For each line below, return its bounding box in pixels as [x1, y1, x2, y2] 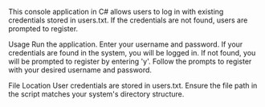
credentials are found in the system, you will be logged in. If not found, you [8, 48, 256, 57]
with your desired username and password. [8, 65, 153, 75]
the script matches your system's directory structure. [8, 89, 185, 99]
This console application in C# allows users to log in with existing [8, 7, 224, 16]
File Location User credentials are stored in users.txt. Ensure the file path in [8, 80, 258, 90]
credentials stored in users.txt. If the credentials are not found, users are [8, 15, 248, 25]
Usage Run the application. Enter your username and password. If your [8, 39, 243, 49]
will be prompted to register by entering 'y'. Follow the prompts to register [8, 56, 252, 66]
